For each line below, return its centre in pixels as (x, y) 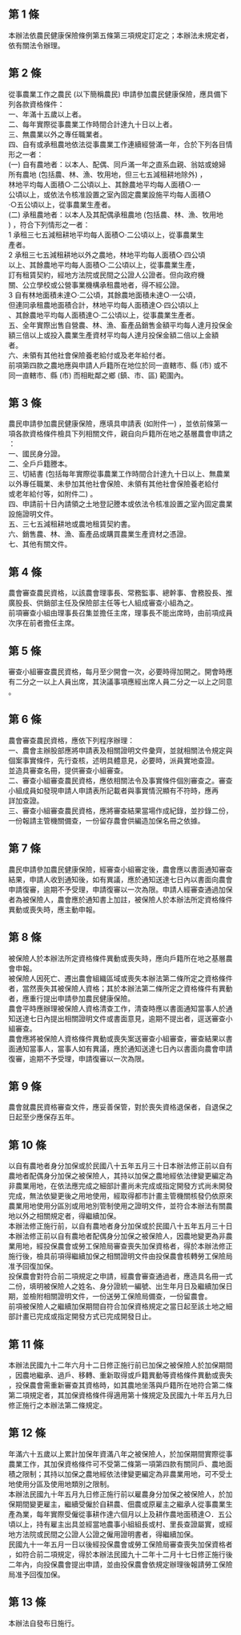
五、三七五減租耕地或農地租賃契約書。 (71, 524)
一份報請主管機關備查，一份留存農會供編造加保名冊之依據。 (106, 820)
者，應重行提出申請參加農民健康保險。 (71, 998)
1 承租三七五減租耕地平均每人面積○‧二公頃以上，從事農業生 (106, 235)
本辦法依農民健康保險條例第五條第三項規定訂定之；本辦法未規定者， (120, 35)
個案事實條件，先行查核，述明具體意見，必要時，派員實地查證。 (113, 760)
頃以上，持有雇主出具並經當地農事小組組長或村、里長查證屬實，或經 (120, 1524)
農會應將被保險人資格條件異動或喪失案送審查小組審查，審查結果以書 (120, 1038)
